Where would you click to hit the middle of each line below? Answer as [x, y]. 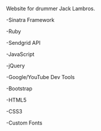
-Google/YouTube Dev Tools [40, 77]
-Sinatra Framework [30, 20]
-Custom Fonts [24, 123]
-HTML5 [16, 100]
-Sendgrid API [23, 43]
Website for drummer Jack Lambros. [51, 9]
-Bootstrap [19, 89]
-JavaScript [20, 54]
